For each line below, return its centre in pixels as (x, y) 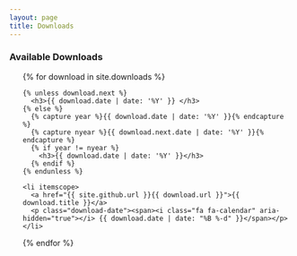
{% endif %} (53, 163)
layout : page (34, 17)
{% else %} (43, 108)
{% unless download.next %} (74, 93)
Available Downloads (56, 57)
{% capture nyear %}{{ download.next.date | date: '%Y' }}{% (148, 132)
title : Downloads (42, 26)
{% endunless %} (52, 171)
